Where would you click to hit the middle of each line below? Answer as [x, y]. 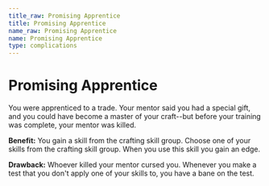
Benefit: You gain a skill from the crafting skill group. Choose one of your [130, 141]
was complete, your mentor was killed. [72, 125]
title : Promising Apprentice [57, 23]
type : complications [43, 46]
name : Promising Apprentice [56, 38]
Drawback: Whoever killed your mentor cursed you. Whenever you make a [132, 165]
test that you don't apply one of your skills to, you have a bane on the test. [132, 173]
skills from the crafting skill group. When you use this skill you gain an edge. [134, 149]
